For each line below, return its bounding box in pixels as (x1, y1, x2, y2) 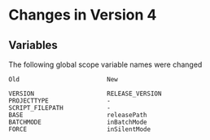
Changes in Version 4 (8, 6, 157, 24)
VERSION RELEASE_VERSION (8, 90, 162, 98)
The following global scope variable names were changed (8, 59, 203, 69)
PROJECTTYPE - (8, 97, 112, 105)
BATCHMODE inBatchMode (8, 118, 148, 126)
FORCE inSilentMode (8, 125, 151, 133)
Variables (8, 38, 59, 52)
